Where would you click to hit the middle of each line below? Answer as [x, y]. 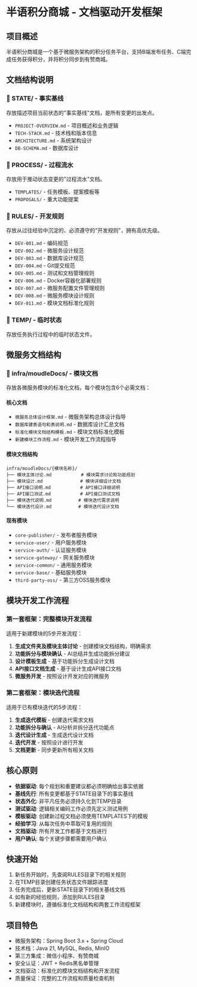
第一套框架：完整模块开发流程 [49, 619]
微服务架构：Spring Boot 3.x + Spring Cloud [69, 941]
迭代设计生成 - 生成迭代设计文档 [54, 735]
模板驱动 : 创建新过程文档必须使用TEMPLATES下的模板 [81, 816]
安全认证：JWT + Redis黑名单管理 [57, 963]
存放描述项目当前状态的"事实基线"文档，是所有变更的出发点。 [82, 113]
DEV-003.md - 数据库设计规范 [49, 258]
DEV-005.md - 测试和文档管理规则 [54, 273]
